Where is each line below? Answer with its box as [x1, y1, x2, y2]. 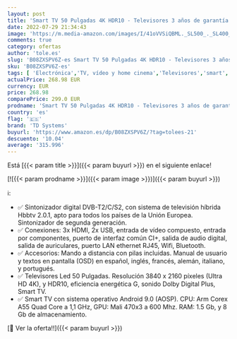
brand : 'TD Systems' [7, 121, 68, 129]
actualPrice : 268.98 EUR [7, 76, 80, 83]
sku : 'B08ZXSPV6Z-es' [7, 63, 71, 70]
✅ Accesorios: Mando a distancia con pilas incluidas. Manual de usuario [17, 249, 228, 258]
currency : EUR [7, 83, 49, 90]
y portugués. [17, 264, 55, 273]
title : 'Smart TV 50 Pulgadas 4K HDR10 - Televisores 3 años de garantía [7, 17, 229, 24]
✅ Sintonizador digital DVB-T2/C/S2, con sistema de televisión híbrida [17, 203, 221, 212]
